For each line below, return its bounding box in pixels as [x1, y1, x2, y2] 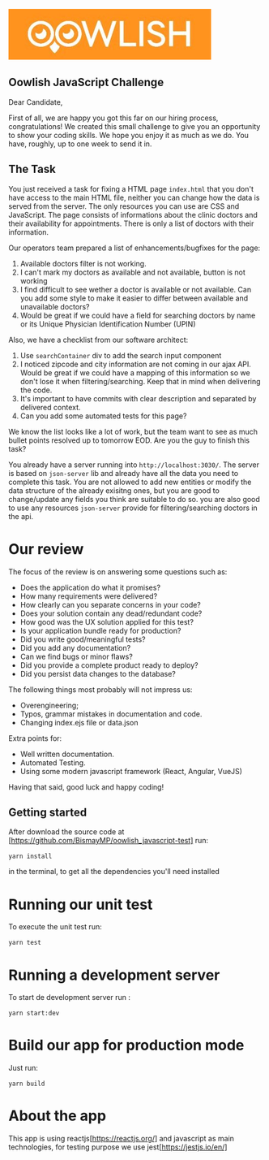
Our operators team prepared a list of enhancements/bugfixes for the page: [8, 243, 261, 253]
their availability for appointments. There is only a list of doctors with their [8, 219, 254, 228]
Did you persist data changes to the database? [19, 669, 177, 678]
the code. [19, 385, 53, 395]
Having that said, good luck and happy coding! [8, 781, 164, 792]
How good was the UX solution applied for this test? [19, 617, 194, 626]
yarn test [8, 939, 42, 947]
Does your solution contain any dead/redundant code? [19, 608, 203, 618]
